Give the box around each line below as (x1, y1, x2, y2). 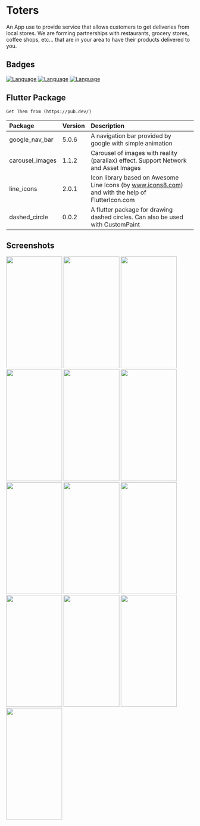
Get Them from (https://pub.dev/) (6, 108, 92, 114)
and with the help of (90, 188, 147, 197)
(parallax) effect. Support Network (90, 156, 187, 164)
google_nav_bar (9, 135, 54, 144)
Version (62, 122, 85, 130)
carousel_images (9, 156, 57, 164)
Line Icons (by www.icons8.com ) (90, 181, 183, 189)
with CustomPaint (90, 220, 140, 228)
